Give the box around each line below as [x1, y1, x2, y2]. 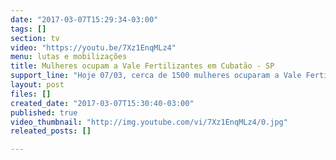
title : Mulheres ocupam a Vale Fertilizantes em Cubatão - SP [10, 61, 275, 71]
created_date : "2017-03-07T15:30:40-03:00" [10, 98, 195, 108]
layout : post [10, 80, 65, 90]
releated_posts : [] [10, 126, 92, 136]
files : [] [10, 89, 52, 99]
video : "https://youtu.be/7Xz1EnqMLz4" [10, 42, 177, 53]
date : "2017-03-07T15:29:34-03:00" [10, 14, 159, 25]
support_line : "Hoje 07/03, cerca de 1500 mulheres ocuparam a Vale [10, 71, 302, 81]
